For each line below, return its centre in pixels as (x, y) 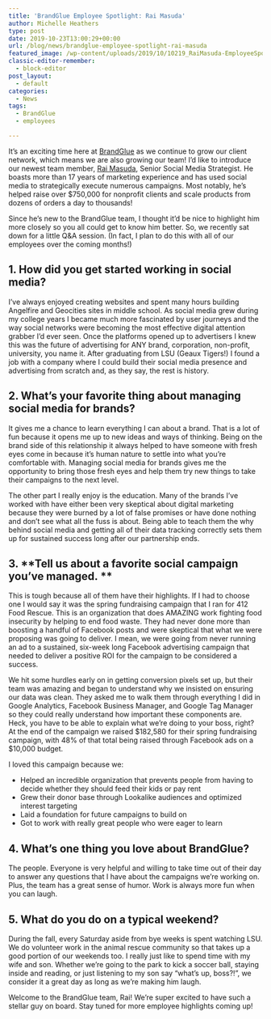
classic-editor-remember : (52, 61)
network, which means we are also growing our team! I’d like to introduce (130, 159)
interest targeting (49, 806)
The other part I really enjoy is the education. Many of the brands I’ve (123, 495)
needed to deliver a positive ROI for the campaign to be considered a (123, 656)
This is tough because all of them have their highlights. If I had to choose (129, 596)
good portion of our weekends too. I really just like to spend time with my (129, 956)
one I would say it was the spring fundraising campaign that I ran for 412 (128, 604)
